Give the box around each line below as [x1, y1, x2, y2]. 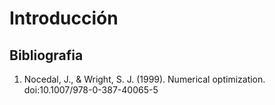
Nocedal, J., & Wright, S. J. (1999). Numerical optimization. [23, 73, 266, 85]
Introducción [9, 7, 119, 30]
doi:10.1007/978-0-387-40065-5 [23, 84, 159, 96]
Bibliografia [9, 47, 84, 64]
